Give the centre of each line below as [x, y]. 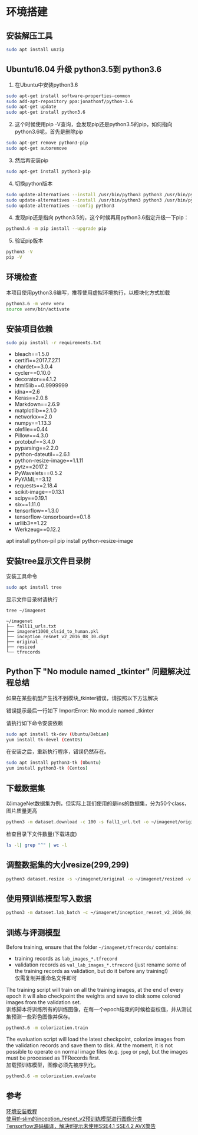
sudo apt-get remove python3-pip [47, 143]
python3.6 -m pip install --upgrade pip [57, 229]
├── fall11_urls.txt [32, 626]
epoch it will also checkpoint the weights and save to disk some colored [93, 996]
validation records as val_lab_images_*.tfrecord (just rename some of [100, 965]
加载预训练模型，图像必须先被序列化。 [52, 1065]
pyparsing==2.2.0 [37, 448]
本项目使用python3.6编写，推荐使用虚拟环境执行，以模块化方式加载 [88, 292]
